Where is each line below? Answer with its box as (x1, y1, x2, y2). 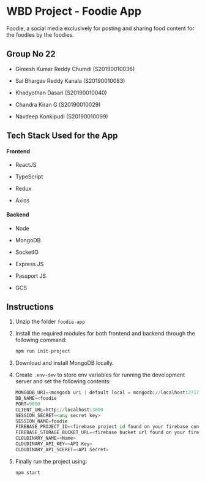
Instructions (6, 302, 54, 312)
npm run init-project (15, 348, 70, 354)
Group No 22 (6, 49, 56, 59)
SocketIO (15, 248, 39, 256)
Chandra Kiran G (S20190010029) (15, 101, 101, 108)
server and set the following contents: (15, 378, 111, 385)
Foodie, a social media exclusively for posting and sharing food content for (6, 25, 195, 32)
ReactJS (15, 161, 37, 169)
